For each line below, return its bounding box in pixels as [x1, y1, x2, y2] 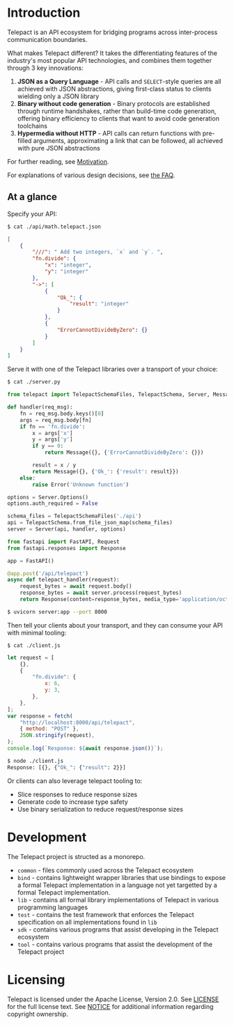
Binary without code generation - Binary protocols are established [17, 99, 210, 107]
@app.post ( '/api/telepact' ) [7, 570, 89, 577]
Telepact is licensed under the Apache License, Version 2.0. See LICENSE [7, 995, 219, 1003]
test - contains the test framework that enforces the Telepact [17, 910, 194, 918]
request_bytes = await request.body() [19, 583, 132, 590]
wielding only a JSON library [17, 92, 100, 100]
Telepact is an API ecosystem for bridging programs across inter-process [7, 28, 218, 36]
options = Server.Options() [7, 494, 89, 501]
